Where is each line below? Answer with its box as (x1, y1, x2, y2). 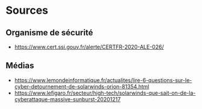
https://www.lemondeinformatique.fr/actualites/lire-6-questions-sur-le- (14, 76, 192, 84)
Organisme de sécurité (5, 28, 93, 38)
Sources (5, 4, 49, 17)
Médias (5, 60, 34, 71)
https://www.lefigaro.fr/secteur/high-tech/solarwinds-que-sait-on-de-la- (14, 89, 196, 96)
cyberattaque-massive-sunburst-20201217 (14, 95, 121, 102)
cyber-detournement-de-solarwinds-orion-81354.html (14, 83, 150, 90)
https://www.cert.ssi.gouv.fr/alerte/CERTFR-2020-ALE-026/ (14, 43, 164, 50)
